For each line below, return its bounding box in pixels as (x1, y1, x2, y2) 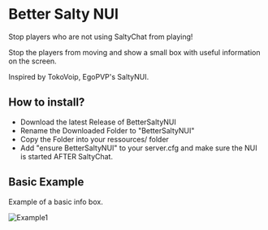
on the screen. (8, 56, 57, 66)
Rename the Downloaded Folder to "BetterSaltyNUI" (19, 125, 195, 135)
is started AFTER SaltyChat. (19, 151, 114, 161)
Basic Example (8, 176, 84, 189)
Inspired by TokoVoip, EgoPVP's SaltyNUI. (8, 72, 149, 81)
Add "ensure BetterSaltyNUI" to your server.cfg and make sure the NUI (19, 143, 257, 153)
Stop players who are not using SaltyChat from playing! (8, 32, 193, 41)
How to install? (8, 95, 85, 110)
